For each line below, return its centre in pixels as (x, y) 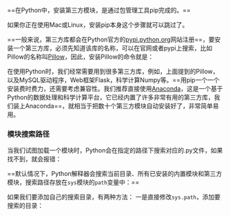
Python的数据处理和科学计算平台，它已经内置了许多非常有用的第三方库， (111, 97)
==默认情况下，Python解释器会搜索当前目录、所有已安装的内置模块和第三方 (115, 174)
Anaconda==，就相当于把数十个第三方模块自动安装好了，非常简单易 (122, 106)
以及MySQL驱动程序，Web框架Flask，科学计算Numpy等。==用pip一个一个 (113, 80)
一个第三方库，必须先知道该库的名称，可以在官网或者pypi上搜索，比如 (113, 48)
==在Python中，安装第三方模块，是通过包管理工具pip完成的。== (99, 10)
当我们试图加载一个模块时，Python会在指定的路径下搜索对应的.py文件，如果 (115, 150)
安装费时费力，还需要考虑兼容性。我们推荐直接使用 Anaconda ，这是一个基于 (115, 89)
